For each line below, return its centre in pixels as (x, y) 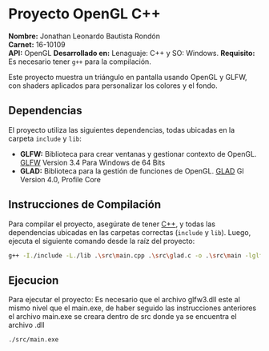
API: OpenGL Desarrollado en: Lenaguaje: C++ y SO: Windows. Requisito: (132, 53)
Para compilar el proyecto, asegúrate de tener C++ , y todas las (112, 224)
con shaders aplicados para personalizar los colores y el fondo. (113, 86)
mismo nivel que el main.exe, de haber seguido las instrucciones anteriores (132, 308)
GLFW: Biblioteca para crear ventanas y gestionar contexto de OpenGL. (138, 154)
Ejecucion (34, 280)
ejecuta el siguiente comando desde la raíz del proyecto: (102, 241)
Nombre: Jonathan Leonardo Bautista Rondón (84, 36)
